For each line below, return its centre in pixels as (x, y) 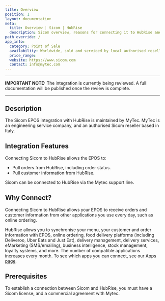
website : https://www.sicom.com (43, 60)
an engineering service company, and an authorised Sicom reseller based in (82, 125)
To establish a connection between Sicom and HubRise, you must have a (79, 288)
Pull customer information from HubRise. (53, 173)
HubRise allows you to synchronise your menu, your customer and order (78, 230)
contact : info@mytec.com (35, 64)
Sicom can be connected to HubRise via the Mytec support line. (69, 182)
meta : (11, 23)
